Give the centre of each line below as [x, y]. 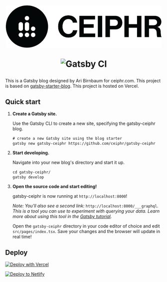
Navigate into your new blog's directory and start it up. [68, 163]
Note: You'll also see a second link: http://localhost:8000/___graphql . [85, 206]
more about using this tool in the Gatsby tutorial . [62, 217]
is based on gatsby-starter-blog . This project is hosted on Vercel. [72, 86]
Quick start [23, 102]
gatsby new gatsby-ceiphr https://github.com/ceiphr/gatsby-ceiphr [84, 144]
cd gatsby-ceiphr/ [31, 172]
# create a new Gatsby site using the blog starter [67, 139]
